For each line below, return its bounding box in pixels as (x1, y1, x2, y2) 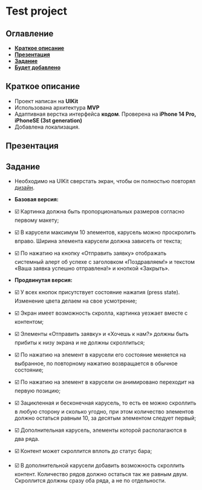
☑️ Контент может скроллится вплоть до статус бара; (14, 448, 152, 455)
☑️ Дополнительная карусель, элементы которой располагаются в (14, 426, 187, 434)
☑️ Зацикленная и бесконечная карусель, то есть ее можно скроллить (14, 399, 197, 407)
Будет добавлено (14, 64, 61, 71)
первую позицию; (14, 387, 61, 395)
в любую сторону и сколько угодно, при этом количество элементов (14, 408, 194, 415)
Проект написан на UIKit (14, 97, 79, 104)
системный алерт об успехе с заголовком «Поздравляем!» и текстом (14, 258, 195, 266)
